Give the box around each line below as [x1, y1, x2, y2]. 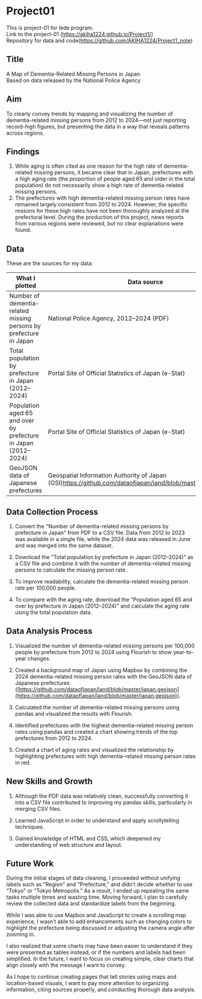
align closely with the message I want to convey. [6, 962, 126, 969]
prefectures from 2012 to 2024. [14, 735, 93, 742]
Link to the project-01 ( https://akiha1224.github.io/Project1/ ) [6, 30, 153, 37]
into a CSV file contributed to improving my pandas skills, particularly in [14, 798, 192, 806]
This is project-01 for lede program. [6, 24, 94, 31]
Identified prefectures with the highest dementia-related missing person [14, 721, 194, 729]
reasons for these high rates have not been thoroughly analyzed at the [14, 207, 189, 215]
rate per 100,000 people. [14, 584, 76, 591]
